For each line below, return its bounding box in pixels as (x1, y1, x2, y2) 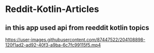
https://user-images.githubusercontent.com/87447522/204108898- (5, 36, 145, 42)
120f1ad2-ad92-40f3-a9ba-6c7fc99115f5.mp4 (5, 42, 101, 48)
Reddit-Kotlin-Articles (5, 3, 99, 15)
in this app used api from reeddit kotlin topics (5, 23, 149, 32)
